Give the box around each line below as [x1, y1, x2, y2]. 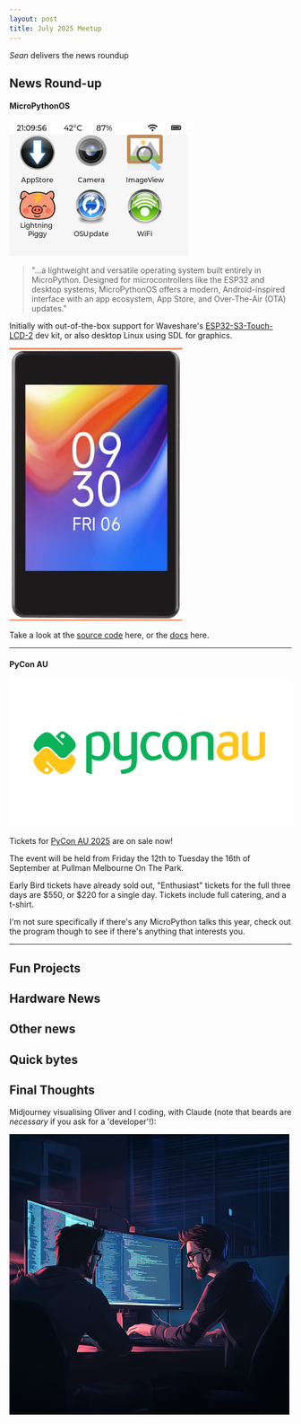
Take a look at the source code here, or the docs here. [9, 629, 210, 641]
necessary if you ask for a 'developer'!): [9, 1116, 157, 1127]
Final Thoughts [9, 1083, 96, 1098]
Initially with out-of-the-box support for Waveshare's [9, 321, 204, 331]
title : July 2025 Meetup [9, 23, 102, 33]
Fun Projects [9, 961, 82, 976]
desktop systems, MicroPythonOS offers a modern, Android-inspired [30, 284, 286, 295]
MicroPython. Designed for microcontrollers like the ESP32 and [30, 275, 265, 286]
